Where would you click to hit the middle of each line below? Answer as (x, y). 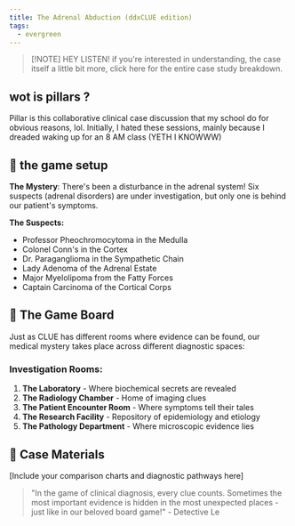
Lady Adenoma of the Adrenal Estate (89, 268)
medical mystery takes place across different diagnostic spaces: (127, 346)
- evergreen (40, 34)
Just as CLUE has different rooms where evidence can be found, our (135, 336)
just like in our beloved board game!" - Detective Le (125, 512)
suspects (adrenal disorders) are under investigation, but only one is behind (148, 196)
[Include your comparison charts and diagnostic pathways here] (127, 475)
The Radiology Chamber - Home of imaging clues (114, 398)
